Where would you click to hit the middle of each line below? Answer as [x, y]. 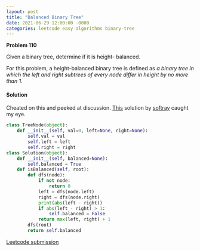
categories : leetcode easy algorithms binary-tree [70, 28]
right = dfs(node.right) [69, 197]
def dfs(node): [47, 175]
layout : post [22, 12]
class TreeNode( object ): [37, 125]
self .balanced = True [55, 164]
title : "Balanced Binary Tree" [45, 17]
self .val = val [47, 137]
